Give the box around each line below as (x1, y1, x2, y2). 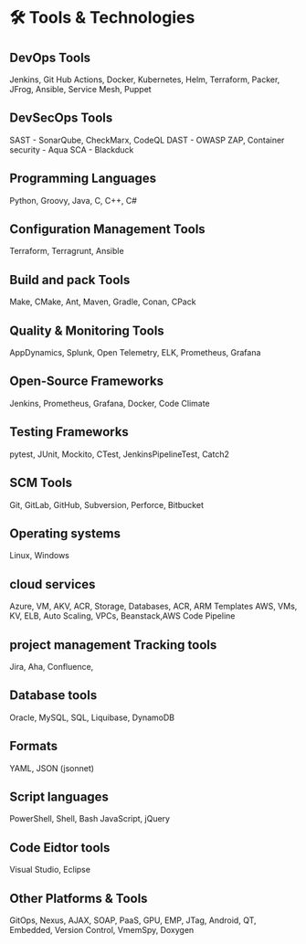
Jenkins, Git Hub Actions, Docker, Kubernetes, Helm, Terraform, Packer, (9, 74, 280, 85)
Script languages (9, 789, 110, 804)
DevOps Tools (9, 49, 91, 65)
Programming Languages (9, 171, 157, 186)
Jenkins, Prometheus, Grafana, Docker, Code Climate (9, 398, 210, 408)
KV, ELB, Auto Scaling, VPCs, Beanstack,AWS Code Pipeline (9, 610, 236, 621)
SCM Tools (9, 475, 73, 491)
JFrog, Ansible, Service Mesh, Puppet (9, 84, 153, 94)
